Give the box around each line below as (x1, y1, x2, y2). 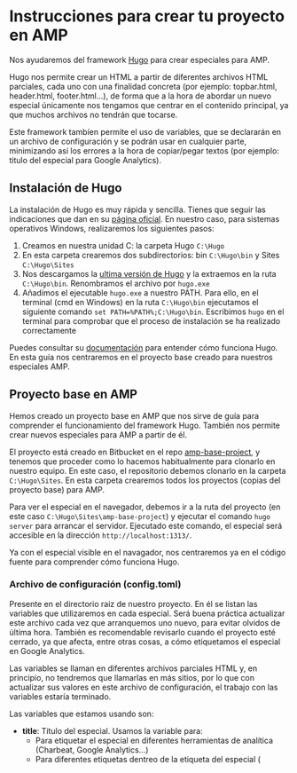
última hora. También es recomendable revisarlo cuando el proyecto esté (9, 627, 277, 637)
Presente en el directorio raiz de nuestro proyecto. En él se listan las (9, 598, 258, 609)
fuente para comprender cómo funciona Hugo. (9, 556, 180, 567)
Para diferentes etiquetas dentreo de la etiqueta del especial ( (35, 753, 262, 764)
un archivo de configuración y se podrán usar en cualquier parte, (9, 136, 246, 146)
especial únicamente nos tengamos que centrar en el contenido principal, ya (9, 99, 289, 110)
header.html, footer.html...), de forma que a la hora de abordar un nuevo (9, 91, 272, 101)
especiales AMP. (9, 361, 71, 372)
